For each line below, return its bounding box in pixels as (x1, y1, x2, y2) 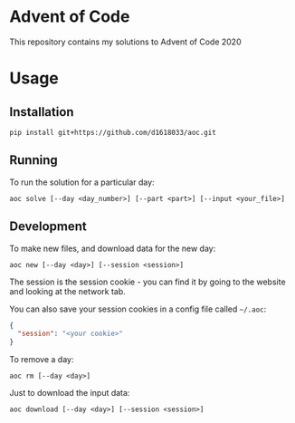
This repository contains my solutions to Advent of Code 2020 (9, 36, 242, 47)
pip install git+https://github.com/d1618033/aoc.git (9, 128, 217, 137)
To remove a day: (9, 354, 74, 365)
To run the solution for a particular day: (9, 177, 156, 187)
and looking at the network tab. (9, 285, 127, 296)
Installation (9, 104, 74, 120)
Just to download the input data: (9, 388, 130, 399)
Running (9, 152, 59, 168)
